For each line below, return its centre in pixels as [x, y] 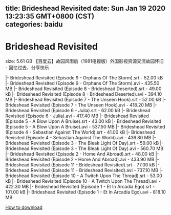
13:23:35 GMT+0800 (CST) [50, 17]
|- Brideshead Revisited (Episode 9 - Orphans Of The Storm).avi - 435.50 [82, 83]
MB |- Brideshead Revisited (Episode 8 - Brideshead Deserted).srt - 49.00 [83, 89]
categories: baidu [34, 24]
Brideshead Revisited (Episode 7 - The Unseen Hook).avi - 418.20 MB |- [81, 105]
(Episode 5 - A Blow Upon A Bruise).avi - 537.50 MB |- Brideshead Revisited [85, 127]
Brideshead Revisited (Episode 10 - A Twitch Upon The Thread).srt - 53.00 [84, 176]
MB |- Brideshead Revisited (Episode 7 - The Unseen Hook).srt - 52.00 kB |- [86, 100]
